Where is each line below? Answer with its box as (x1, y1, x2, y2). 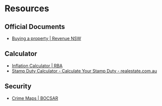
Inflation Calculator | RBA (11, 62, 63, 69)
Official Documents (4, 23, 65, 31)
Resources (4, 3, 50, 14)
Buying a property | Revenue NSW (11, 35, 81, 41)
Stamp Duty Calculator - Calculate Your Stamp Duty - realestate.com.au (11, 68, 158, 74)
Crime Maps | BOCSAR (11, 95, 58, 101)
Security (4, 82, 31, 91)
